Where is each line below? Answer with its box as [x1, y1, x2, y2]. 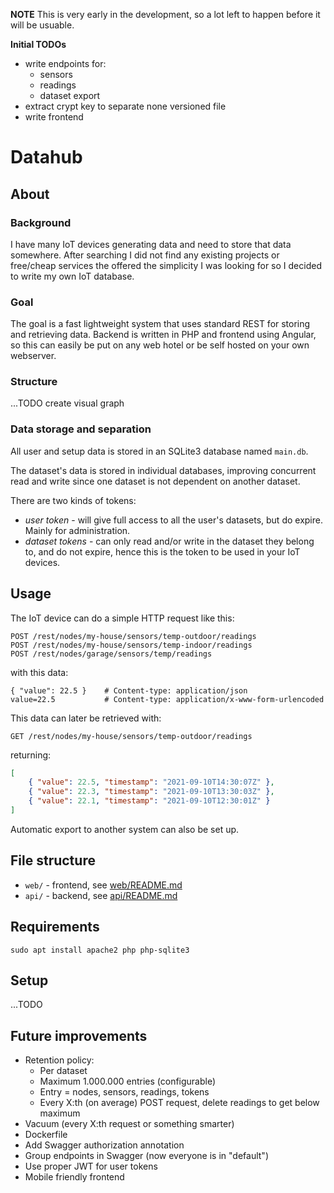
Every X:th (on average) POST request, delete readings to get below [39, 1097, 320, 1109]
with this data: [10, 666, 69, 678]
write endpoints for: [24, 58, 107, 69]
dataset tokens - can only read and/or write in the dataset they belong [24, 535, 315, 547]
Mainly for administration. [24, 524, 131, 536]
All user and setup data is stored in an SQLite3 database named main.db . [10, 445, 309, 457]
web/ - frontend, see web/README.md [24, 879, 183, 891]
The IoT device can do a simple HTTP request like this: [10, 612, 235, 624]
